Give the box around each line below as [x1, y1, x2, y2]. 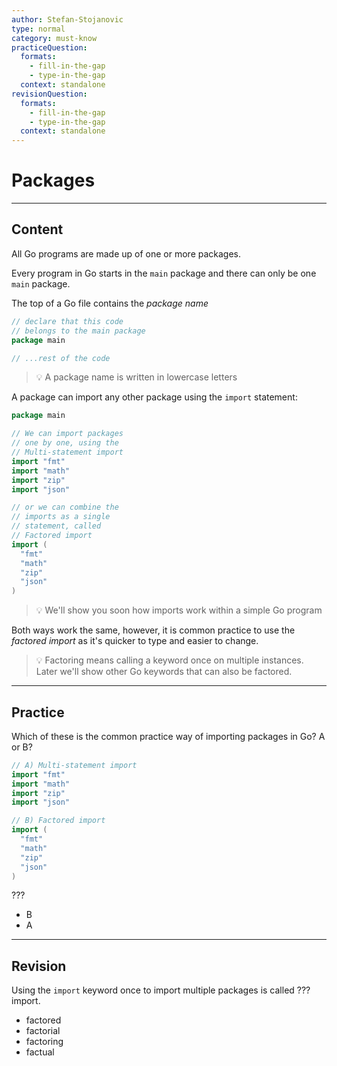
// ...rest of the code [11, 353, 111, 363]
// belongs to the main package [11, 326, 146, 336]
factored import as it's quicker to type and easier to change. [11, 635, 259, 647]
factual [25, 1046, 55, 1058]
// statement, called [11, 521, 102, 531]
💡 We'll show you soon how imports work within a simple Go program [35, 604, 323, 616]
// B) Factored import [11, 816, 106, 826]
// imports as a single [11, 512, 111, 522]
